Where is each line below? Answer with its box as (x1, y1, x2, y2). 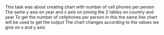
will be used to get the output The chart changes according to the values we (5, 19, 159, 25)
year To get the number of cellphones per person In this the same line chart (5, 14, 158, 20)
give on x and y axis (5, 24, 46, 30)
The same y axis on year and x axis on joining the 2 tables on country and (5, 9, 154, 15)
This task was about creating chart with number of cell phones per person (5, 4, 155, 10)
